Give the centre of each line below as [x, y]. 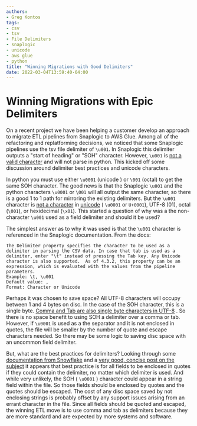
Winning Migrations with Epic [80, 101]
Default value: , [27, 282]
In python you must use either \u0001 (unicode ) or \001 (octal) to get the [94, 180]
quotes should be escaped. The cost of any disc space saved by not [89, 392]
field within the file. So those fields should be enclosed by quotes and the [95, 385]
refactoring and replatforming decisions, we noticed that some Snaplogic [95, 143]
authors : [17, 12]
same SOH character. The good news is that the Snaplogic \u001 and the [94, 186]
